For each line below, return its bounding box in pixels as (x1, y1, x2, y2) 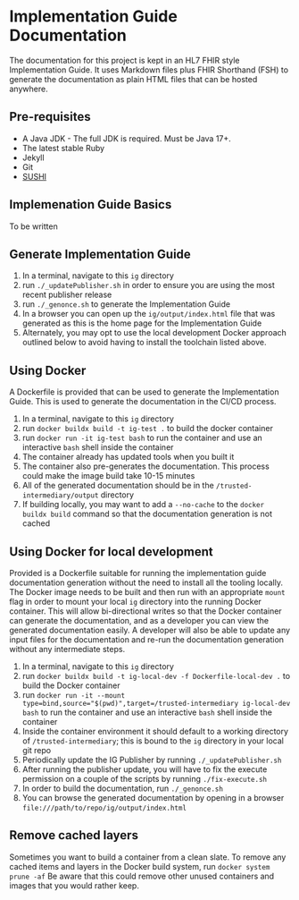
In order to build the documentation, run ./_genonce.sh (21, 783, 223, 794)
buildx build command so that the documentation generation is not (21, 508, 272, 520)
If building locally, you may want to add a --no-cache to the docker (21, 499, 265, 510)
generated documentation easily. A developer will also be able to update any (9, 624, 291, 635)
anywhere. (9, 83, 48, 94)
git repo (21, 745, 52, 755)
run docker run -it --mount (21, 690, 126, 700)
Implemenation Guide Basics (9, 197, 172, 212)
